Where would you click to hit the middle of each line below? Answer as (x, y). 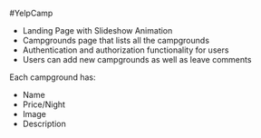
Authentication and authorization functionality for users (126, 50)
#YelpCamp (31, 13)
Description (44, 123)
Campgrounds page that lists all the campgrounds (116, 40)
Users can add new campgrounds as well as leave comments (137, 59)
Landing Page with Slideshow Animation (97, 30)
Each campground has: (53, 77)
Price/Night (44, 104)
